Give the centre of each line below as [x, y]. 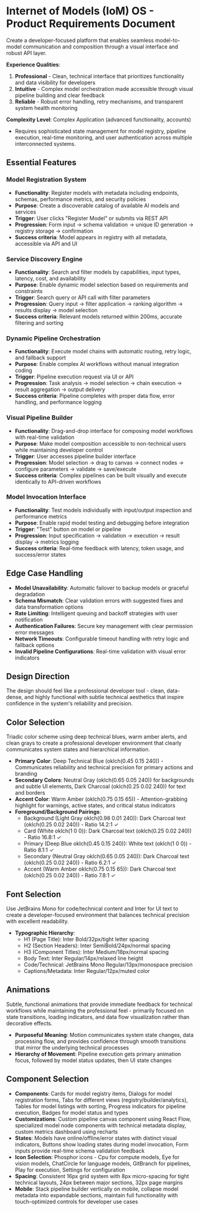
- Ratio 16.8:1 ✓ [42, 837]
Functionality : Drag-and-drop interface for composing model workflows [104, 431]
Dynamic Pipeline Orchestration [53, 338]
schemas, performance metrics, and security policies [80, 199]
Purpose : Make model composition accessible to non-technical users [100, 443]
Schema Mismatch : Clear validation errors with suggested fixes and [99, 600]
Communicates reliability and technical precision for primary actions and [104, 767]
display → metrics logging [47, 542]
